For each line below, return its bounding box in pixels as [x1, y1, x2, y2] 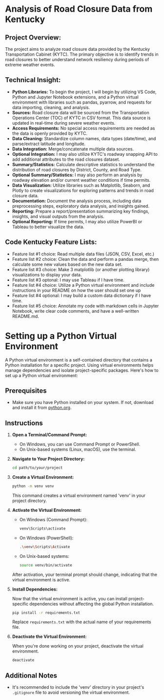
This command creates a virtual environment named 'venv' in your [12, 492, 145, 498]
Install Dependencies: [12, 586, 58, 592]
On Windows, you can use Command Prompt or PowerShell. [19, 441, 141, 447]
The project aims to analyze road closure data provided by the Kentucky [5, 46, 150, 52]
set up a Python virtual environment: [5, 372, 78, 378]
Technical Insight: [5, 76, 61, 84]
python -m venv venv [12, 484, 54, 489]
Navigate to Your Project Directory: [12, 456, 85, 462]
